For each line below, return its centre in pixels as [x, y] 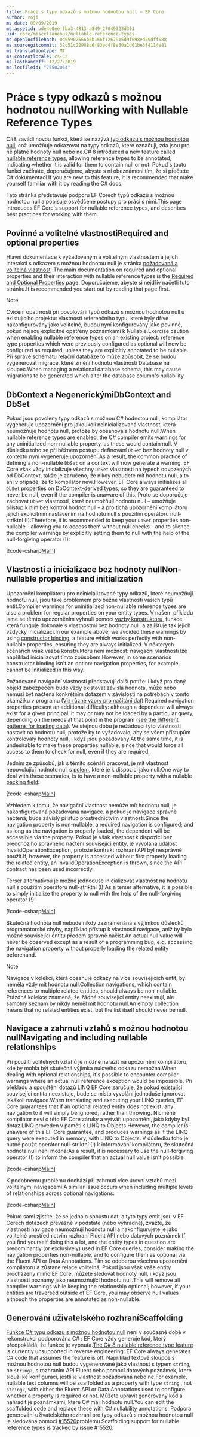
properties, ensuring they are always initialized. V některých [100, 644]
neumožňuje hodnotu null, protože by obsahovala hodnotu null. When [91, 431]
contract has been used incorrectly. [50, 869]
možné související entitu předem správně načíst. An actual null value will [95, 936]
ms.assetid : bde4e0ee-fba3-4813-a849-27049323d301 [70, 28]
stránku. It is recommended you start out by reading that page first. [88, 289]
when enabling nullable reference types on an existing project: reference [96, 338]
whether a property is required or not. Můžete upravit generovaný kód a [95, 1396]
